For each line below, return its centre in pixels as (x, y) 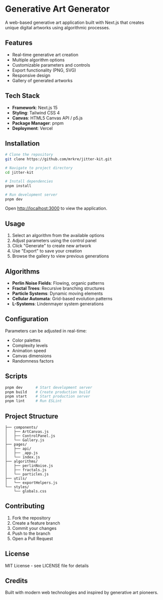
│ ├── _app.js (21, 453)
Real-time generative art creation (45, 55)
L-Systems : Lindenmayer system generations (58, 304)
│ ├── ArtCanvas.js (27, 432)
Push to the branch (31, 533)
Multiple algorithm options (38, 60)
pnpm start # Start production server (48, 397)
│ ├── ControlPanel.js (30, 436)
